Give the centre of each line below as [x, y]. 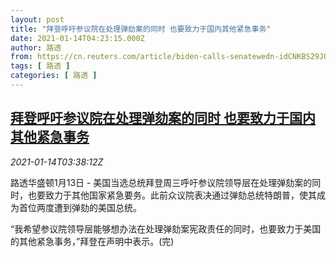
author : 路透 [36, 47]
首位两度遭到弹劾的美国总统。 [80, 207]
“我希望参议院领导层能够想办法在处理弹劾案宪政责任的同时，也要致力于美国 [166, 228]
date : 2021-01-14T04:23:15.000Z [77, 38]
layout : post [37, 19]
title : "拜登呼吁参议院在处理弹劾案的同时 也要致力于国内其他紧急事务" [141, 29]
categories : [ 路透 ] [54, 76]
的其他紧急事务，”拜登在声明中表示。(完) [92, 241]
